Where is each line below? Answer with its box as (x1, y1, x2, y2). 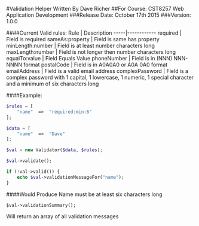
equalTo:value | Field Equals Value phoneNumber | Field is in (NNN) (6, 55, 172, 62)
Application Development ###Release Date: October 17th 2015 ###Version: (6, 11, 191, 19)
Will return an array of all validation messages (6, 212, 119, 220)
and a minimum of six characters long (6, 80, 99, 87)
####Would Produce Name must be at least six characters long (6, 191, 163, 198)
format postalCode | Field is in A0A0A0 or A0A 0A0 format (23, 61, 168, 68)
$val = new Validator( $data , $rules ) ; (6, 147, 103, 153)
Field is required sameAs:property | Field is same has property (6, 36, 160, 42)
